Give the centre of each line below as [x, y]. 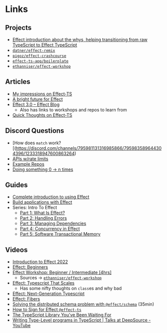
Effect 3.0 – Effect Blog [36, 104]
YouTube [21, 326]
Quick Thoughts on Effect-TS [42, 115]
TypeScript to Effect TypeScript [45, 45]
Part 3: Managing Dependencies [53, 224]
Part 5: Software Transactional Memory [60, 234]
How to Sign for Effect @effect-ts [47, 310]
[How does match [30, 143]
